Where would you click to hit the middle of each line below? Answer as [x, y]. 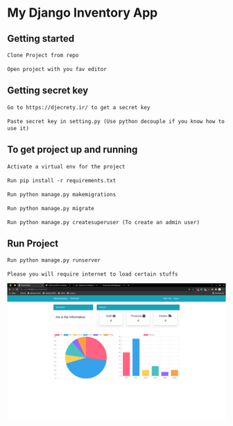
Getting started [41, 39]
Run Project [33, 244]
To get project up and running [72, 150]
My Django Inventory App [83, 13]
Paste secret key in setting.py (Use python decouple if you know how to [116, 121]
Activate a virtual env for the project [67, 166]
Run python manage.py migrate [51, 208]
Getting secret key [48, 91]
